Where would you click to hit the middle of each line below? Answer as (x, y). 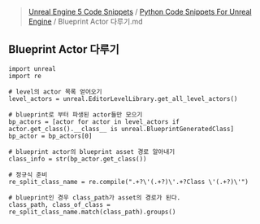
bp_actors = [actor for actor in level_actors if (94, 121)
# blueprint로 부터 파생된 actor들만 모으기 (76, 114)
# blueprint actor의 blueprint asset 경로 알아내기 (92, 152)
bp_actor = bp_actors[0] (50, 136)
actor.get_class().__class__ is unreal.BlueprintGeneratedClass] (121, 129)
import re (25, 76)
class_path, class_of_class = (60, 204)
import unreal (32, 68)
